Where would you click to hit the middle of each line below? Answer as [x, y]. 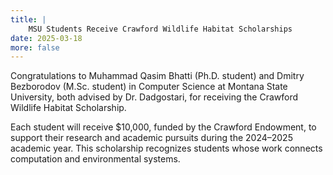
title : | [28, 19]
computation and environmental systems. [95, 159]
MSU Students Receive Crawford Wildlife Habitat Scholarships [160, 29]
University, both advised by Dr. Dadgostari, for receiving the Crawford [154, 97]
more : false [35, 47]
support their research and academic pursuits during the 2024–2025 [151, 138]
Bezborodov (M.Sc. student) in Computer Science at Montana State [149, 87]
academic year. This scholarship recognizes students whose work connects [166, 148]
